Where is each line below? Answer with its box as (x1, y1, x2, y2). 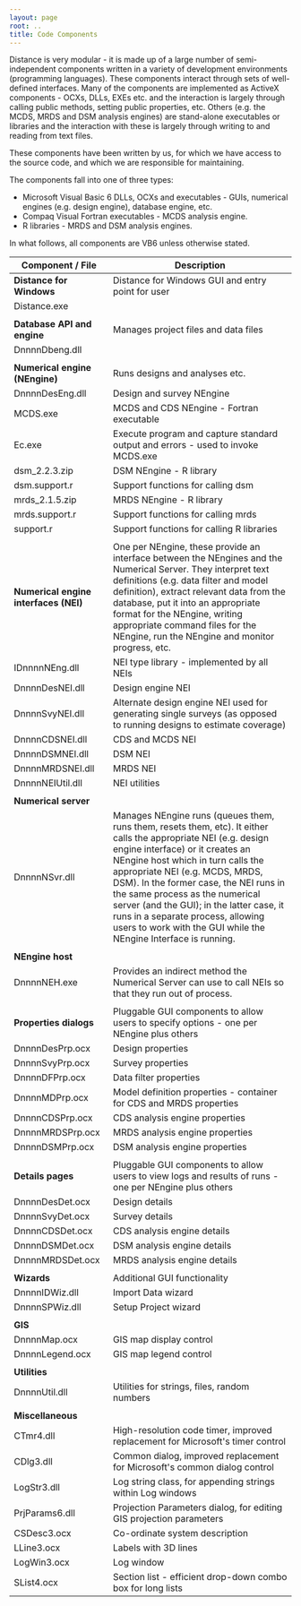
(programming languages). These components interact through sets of (9, 73, 271, 84)
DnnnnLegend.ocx (13, 1348, 91, 1361)
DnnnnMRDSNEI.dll (13, 762, 95, 775)
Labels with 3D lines (113, 1542, 198, 1554)
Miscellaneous (13, 1410, 78, 1422)
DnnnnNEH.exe (13, 976, 78, 989)
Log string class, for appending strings (113, 1475, 275, 1488)
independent (9, 64, 56, 74)
